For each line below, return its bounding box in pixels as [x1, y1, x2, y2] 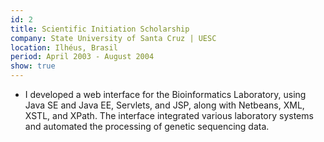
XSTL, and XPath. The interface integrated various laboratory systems [24, 110, 314, 121]
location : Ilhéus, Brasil [10, 42, 118, 53]
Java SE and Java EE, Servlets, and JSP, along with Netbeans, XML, [24, 99, 305, 111]
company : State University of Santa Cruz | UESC [10, 33, 217, 43]
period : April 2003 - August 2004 [10, 52, 155, 62]
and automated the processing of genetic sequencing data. [24, 121, 270, 132]
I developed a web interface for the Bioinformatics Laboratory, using [24, 89, 307, 100]
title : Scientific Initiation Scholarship [10, 24, 190, 34]
